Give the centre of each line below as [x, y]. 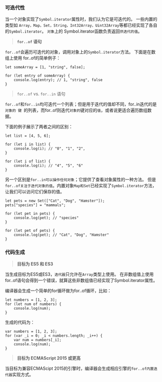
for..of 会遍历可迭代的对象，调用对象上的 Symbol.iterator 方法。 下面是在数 [80, 52]
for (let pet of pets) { [30, 231]
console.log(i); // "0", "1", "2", [50, 149]
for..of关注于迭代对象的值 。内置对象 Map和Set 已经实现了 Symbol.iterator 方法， [81, 186]
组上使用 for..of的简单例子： [33, 58]
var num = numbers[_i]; [38, 340]
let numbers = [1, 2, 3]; [31, 300]
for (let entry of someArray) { [37, 76]
